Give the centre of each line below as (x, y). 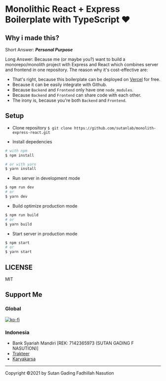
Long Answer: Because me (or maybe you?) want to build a (65, 59)
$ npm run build (22, 215)
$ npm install (20, 155)
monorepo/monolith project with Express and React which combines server (82, 64)
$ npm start (17, 243)
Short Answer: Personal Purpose (39, 50)
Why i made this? (32, 38)
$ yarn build (19, 224)
